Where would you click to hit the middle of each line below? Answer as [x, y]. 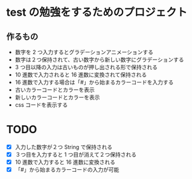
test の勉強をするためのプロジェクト [97, 12]
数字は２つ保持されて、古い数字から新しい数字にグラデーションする [99, 60]
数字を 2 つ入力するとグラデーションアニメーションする [84, 52]
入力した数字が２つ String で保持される [64, 147]
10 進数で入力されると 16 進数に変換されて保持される [81, 75]
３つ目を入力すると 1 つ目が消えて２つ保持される [76, 155]
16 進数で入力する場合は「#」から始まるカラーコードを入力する [94, 82]
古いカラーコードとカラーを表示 [55, 90]
